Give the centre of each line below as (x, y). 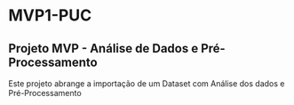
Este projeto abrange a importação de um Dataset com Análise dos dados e (147, 84)
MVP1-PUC (50, 16)
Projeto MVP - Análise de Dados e (103, 48)
